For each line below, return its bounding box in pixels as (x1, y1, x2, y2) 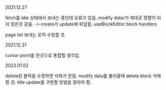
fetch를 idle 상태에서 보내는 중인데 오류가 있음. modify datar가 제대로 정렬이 (5, 15, 156, 21)
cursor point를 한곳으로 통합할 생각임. (5, 53, 81, 58)
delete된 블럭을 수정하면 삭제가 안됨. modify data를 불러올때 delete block (5, 73, 152, 79)
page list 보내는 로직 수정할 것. (5, 32, 66, 37)
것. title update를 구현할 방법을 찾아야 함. (10, 79, 92, 85)
